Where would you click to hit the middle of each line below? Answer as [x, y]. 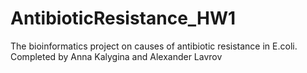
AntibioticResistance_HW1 [123, 18]
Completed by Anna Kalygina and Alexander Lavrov [116, 56]
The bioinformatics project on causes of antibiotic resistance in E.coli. [154, 46]
